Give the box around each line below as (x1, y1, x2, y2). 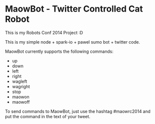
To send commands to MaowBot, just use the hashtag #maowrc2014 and (5, 108, 151, 114)
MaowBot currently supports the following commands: (5, 48, 114, 54)
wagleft (12, 78, 28, 84)
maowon (12, 93, 30, 100)
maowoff (12, 99, 30, 105)
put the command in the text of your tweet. (5, 113, 91, 119)
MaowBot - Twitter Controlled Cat (5, 3, 143, 15)
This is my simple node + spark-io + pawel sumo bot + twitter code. (5, 39, 140, 45)
